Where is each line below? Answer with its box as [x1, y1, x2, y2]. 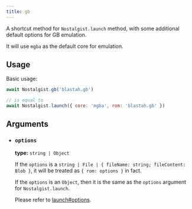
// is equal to [6, 97, 44, 103]
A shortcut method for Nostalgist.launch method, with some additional [6, 25, 180, 32]
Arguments [6, 119, 49, 129]
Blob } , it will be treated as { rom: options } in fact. [14, 166, 142, 174]
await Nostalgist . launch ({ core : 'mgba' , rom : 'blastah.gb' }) [6, 103, 165, 109]
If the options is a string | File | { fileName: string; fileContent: [14, 161, 186, 168]
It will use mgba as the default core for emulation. [6, 43, 124, 50]
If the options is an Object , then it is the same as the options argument [14, 178, 187, 185]
